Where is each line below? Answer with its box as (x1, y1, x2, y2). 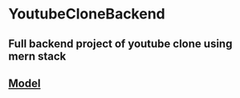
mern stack (8, 49, 67, 63)
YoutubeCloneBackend (8, 5, 166, 23)
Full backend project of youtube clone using (8, 37, 233, 51)
